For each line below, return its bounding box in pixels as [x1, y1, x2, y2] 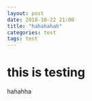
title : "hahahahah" [7, 23, 63, 29]
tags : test [7, 35, 38, 42]
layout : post [7, 10, 44, 17]
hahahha [7, 87, 32, 96]
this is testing [7, 65, 85, 81]
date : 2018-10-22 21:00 [7, 16, 75, 23]
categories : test [7, 29, 57, 36]
